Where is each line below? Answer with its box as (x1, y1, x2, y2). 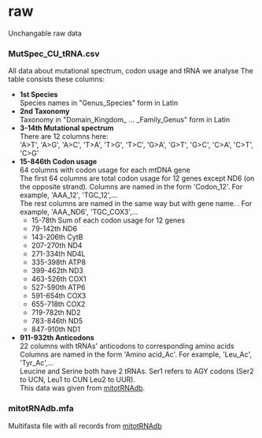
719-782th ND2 (31, 308, 81, 317)
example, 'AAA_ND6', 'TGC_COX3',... (19, 208, 138, 217)
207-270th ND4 (31, 241, 83, 250)
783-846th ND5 (31, 316, 83, 326)
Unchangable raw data (8, 28, 83, 38)
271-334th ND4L (31, 249, 86, 259)
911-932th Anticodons (19, 333, 94, 343)
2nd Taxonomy (19, 107, 70, 116)
